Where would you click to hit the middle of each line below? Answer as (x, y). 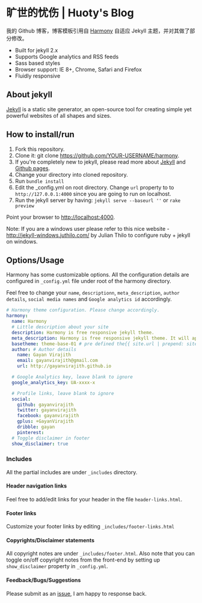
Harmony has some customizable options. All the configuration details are (98, 275)
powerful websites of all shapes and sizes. (59, 115)
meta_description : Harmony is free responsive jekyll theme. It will (100, 338)
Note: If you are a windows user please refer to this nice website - (88, 228)
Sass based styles (38, 63)
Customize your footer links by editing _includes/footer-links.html (90, 527)
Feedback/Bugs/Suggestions (44, 580)
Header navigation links (37, 486)
